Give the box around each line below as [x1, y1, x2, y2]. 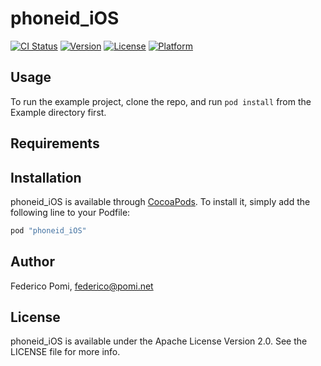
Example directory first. [10, 106, 107, 118]
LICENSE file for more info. [10, 346, 121, 358]
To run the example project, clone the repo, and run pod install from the [10, 95, 312, 107]
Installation [10, 169, 82, 186]
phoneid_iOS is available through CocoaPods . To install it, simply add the [10, 195, 311, 207]
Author [10, 253, 55, 271]
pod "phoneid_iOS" [10, 225, 87, 236]
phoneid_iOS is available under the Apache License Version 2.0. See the [10, 335, 308, 347]
